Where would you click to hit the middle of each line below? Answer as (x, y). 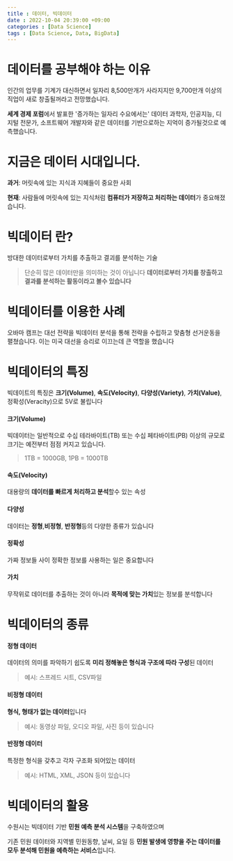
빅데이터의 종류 (48, 625)
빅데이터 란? (40, 237)
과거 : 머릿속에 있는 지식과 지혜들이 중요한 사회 (70, 183)
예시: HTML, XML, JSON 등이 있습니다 (77, 775)
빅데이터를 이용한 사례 (66, 312)
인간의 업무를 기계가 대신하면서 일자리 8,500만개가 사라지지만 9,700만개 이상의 (115, 91)
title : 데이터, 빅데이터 (40, 14)
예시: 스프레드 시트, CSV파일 (63, 678)
